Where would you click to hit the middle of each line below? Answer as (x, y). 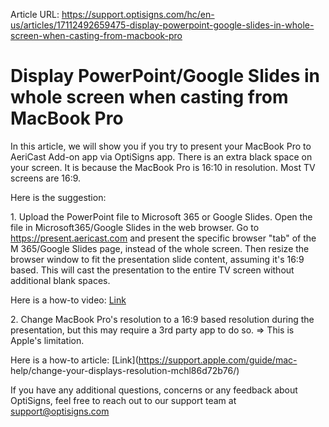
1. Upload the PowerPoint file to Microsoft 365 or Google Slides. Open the (161, 216)
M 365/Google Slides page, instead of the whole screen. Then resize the (160, 248)
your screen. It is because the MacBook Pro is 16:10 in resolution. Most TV (163, 167)
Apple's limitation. (47, 340)
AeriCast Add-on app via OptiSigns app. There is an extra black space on (161, 156)
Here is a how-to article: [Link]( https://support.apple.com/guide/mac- (154, 360)
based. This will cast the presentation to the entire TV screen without (152, 270)
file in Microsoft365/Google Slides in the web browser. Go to (135, 227)
